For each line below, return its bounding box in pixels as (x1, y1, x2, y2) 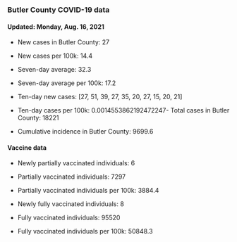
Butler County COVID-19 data (7, 5, 110, 15)
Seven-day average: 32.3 (17, 65, 92, 74)
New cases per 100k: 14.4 (17, 51, 93, 60)
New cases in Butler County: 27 (17, 38, 110, 46)
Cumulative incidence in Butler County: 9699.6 (17, 127, 154, 136)
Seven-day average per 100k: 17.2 (17, 79, 116, 87)
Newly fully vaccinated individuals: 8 (17, 200, 125, 208)
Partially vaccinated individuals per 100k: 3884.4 (17, 186, 159, 195)
